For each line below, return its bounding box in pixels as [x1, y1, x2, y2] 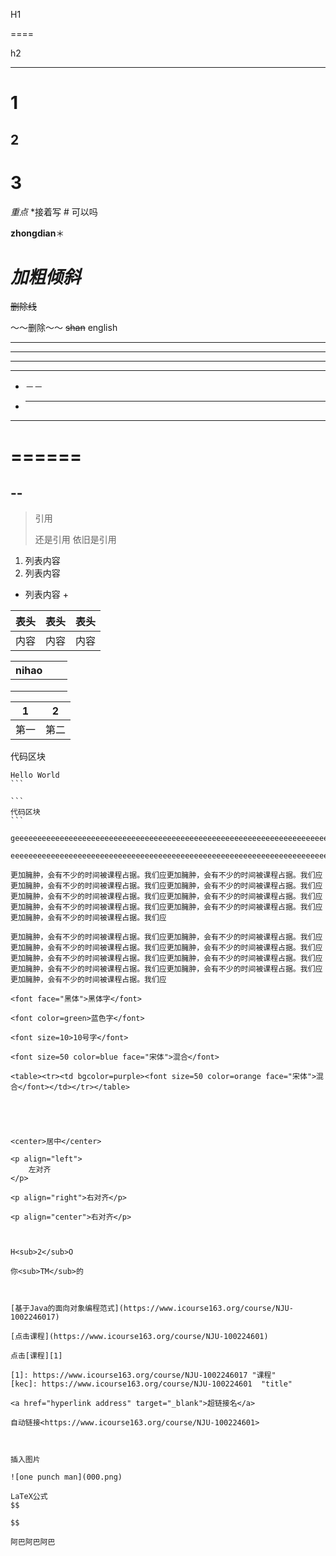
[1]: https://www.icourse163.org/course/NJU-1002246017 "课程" [10, 1370, 277, 1381]
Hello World [10, 770, 60, 781]
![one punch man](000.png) [10, 1472, 123, 1483]
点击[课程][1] [10, 1351, 63, 1361]
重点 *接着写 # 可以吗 [10, 205, 98, 218]
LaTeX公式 [10, 1492, 48, 1502]
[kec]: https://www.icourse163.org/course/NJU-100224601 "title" [10, 1379, 293, 1389]
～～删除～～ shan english [10, 322, 118, 334]
